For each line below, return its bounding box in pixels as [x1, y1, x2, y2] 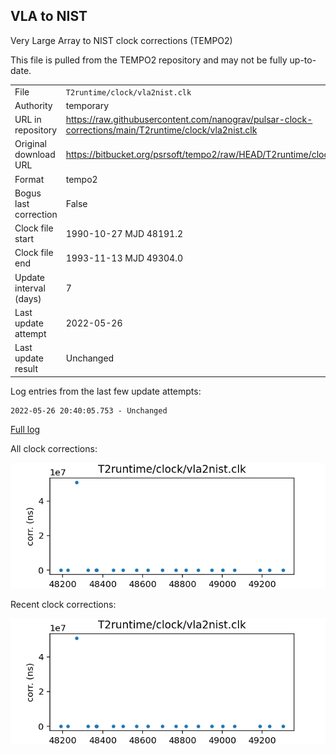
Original [14, 138, 48, 150]
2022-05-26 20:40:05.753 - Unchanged [10, 405, 168, 416]
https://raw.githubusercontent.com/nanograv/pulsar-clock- [65, 114, 313, 126]
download [14, 149, 56, 161]
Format [14, 173, 45, 185]
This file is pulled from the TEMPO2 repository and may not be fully [10, 54, 288, 66]
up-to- [289, 54, 317, 66]
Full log [10, 423, 41, 435]
